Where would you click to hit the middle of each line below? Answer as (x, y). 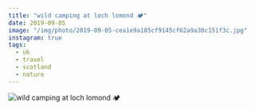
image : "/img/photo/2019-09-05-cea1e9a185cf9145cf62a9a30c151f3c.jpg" (128, 30)
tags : (17, 45)
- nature (30, 74)
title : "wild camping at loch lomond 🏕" (78, 15)
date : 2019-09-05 (37, 23)
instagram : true (35, 38)
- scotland (33, 67)
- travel (30, 60)
